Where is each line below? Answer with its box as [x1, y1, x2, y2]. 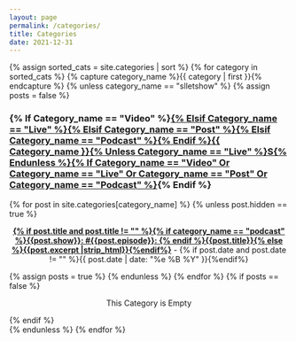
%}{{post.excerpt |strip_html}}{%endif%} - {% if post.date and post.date [12, 245, 286, 255]
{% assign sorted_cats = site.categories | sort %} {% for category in [9, 62, 259, 73]
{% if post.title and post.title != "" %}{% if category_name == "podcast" [12, 225, 285, 236]
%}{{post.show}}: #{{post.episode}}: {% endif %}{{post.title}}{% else [14, 235, 284, 245]
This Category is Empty [105, 298, 192, 308]
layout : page [9, 12, 58, 22]
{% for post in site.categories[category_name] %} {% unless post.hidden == [9, 198, 288, 209]
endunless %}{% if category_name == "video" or [9, 157, 230, 169]
